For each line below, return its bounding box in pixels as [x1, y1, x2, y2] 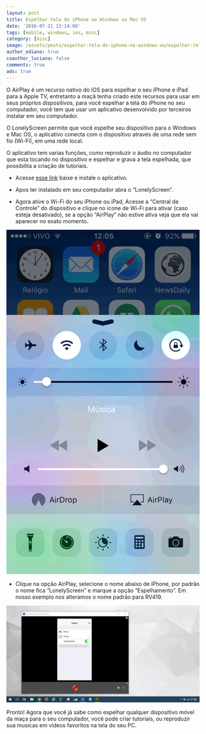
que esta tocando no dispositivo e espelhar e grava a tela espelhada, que [6, 156, 191, 163]
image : [6, 42, 23, 49]
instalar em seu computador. [6, 112, 78, 119]
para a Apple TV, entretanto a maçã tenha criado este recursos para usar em [6, 92, 200, 100]
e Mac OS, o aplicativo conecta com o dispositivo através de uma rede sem [6, 130, 197, 138]
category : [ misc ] [6, 36, 51, 42]
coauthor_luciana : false [6, 55, 70, 61]
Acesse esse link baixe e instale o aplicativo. [15, 174, 128, 181]
